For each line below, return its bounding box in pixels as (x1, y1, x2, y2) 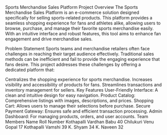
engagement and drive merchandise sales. (5, 36, 93, 42)
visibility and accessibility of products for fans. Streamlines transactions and (5, 82, 162, 88)
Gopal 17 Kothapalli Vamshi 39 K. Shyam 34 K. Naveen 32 (5, 124, 124, 130)
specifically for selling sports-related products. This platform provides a (5, 15, 153, 20)
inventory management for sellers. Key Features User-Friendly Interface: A (5, 87, 158, 93)
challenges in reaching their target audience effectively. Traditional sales (5, 51, 155, 57)
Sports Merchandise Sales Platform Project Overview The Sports (5, 4, 138, 10)
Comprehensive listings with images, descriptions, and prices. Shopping (5, 98, 154, 104)
